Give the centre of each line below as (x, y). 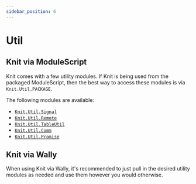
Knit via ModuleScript (47, 62)
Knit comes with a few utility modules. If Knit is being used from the (87, 76)
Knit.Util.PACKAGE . (29, 88)
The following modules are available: (50, 100)
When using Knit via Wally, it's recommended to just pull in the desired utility (98, 169)
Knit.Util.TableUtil (39, 124)
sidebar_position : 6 (31, 11)
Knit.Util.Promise (37, 137)
